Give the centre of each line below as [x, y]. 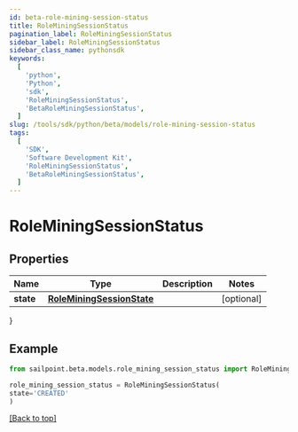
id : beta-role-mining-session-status [79, 17]
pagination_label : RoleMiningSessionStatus [91, 34]
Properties [39, 259]
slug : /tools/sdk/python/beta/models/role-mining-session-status [132, 125]
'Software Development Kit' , [79, 157]
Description [188, 284]
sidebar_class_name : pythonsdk [67, 51]
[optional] [242, 299]
